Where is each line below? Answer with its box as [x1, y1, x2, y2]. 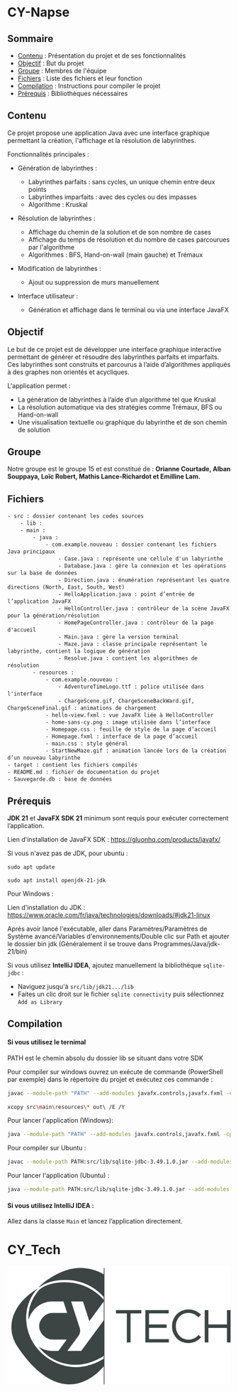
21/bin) [7, 947, 28, 956]
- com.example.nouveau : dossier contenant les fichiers [45, 541, 217, 548]
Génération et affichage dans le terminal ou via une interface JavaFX [28, 305, 229, 314]
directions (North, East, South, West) [7, 584, 125, 591]
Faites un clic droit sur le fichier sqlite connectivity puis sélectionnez [17, 990, 225, 999]
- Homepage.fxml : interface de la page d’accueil [45, 733, 198, 740]
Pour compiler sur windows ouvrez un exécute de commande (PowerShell [7, 1067, 223, 1076]
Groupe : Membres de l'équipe [17, 67, 107, 75]
